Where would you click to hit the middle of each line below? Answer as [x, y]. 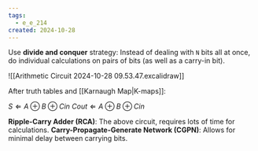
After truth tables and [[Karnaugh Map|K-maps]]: [87, 91]
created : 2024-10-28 [42, 30]
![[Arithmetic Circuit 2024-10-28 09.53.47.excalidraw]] [96, 76]
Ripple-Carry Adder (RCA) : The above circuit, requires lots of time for [122, 122]
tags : [17, 15]
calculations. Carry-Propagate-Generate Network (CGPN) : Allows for [122, 130]
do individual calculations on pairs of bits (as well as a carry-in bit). [117, 61]
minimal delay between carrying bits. [68, 138]
